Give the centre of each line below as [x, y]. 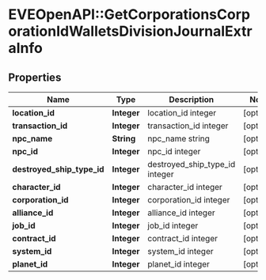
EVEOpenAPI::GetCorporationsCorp [129, 15]
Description [192, 99]
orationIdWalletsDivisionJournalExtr [130, 31]
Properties [35, 77]
